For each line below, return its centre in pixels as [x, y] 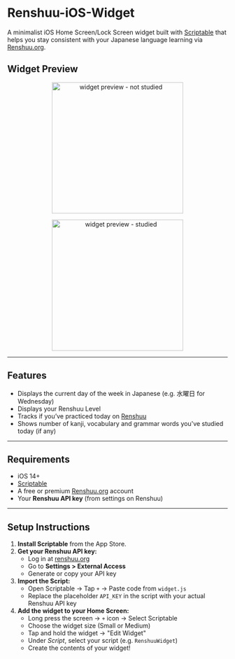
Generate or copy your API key [72, 574]
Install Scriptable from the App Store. [72, 544]
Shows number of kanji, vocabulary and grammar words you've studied [120, 423]
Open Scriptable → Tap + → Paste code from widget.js [107, 588]
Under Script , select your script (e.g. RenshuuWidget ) [103, 641]
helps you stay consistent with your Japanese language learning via [105, 39]
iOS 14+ [29, 476]
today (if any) [37, 431]
